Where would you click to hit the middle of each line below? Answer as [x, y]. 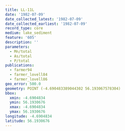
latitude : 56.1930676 [28, 121]
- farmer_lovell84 [29, 75]
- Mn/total [21, 51]
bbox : [11, 93]
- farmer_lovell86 [29, 79]
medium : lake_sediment [29, 33]
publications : [20, 65]
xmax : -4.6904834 [28, 107]
